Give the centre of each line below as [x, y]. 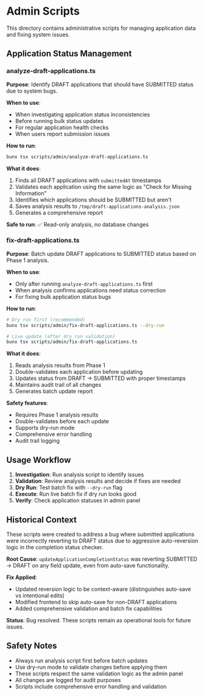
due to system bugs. [32, 91]
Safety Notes [32, 646]
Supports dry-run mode [45, 428]
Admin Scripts [43, 11]
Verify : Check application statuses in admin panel [78, 501]
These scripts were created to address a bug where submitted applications [100, 534]
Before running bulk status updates [59, 121]
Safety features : [27, 403]
